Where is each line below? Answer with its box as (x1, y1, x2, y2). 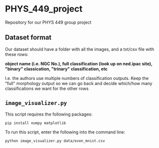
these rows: (5, 51, 29, 57)
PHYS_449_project (5, 3, 83, 15)
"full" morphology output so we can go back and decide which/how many (5, 80, 153, 86)
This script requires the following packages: (5, 111, 93, 117)
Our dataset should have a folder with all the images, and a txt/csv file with (5, 46, 154, 52)
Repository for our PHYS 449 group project (5, 19, 92, 25)
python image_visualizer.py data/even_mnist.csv (5, 138, 105, 143)
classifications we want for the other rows (5, 86, 89, 91)
